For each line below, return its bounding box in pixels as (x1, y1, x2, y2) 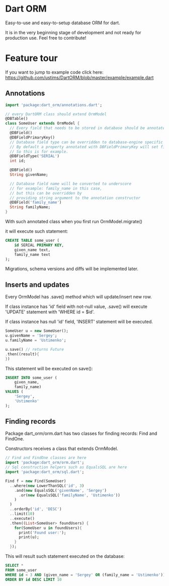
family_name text (14, 252, 51, 257)
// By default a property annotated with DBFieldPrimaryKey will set (10, 144, 158, 149)
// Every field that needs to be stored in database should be (10, 125, 145, 131)
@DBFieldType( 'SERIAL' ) (10, 154, 59, 159)
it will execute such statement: (5, 228, 68, 234)
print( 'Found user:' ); (18, 530, 66, 535)
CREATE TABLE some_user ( (5, 238, 59, 243)
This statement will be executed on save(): (5, 365, 93, 371)
